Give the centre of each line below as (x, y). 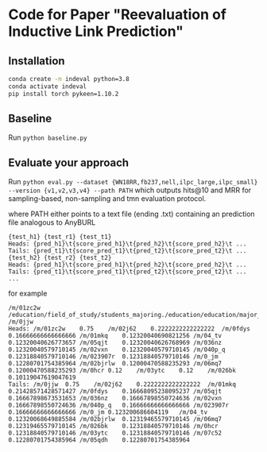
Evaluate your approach (69, 162)
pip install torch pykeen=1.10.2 (64, 94)
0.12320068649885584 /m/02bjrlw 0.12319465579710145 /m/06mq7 (115, 419)
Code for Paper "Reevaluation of (117, 15)
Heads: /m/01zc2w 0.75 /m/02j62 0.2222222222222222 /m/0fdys (129, 329)
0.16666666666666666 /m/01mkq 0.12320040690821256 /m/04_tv (115, 336)
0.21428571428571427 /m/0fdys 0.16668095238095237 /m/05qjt (115, 392)
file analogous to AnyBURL (52, 222)
